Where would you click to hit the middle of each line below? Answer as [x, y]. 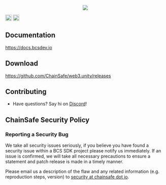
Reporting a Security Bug [37, 134]
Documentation [30, 35]
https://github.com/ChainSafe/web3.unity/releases [58, 76]
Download [22, 64]
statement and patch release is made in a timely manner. [64, 162]
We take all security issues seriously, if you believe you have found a [77, 145]
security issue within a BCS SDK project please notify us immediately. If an [83, 151]
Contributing [26, 92]
